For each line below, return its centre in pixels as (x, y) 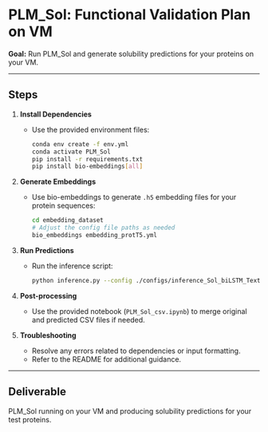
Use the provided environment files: (91, 129)
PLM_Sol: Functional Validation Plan (130, 15)
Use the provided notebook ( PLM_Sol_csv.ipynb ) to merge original (139, 311)
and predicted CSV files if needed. (88, 319)
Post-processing (48, 295)
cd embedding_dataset (67, 220)
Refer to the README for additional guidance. (106, 359)
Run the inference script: (72, 266)
